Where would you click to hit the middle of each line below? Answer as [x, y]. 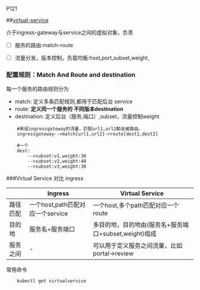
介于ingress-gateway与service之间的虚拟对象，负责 [70, 33]
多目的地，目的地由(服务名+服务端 [141, 225]
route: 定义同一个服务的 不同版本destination [69, 109]
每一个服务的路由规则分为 [37, 89]
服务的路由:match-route [44, 45]
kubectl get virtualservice [51, 281]
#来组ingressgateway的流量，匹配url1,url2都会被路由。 [80, 129]
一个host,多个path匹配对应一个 [136, 205]
